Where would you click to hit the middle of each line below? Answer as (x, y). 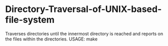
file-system (30, 20)
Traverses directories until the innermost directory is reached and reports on (84, 33)
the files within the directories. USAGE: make (51, 39)
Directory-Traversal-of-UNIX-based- (83, 9)
